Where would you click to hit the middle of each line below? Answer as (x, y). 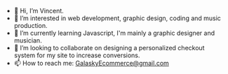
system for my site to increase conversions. (77, 55)
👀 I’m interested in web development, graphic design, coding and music (117, 18)
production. (31, 25)
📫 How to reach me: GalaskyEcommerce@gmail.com (92, 63)
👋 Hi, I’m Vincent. (39, 11)
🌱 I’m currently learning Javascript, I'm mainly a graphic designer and (114, 33)
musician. (28, 40)
